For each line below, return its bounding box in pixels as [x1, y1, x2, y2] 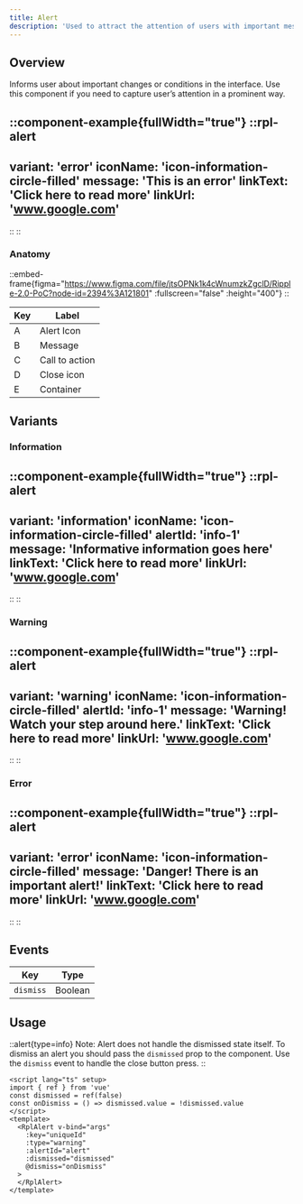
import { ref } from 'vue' [9, 1083, 111, 1092]
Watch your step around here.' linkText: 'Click [9, 717, 271, 732]
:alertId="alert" [25, 1146, 91, 1155]
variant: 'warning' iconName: [9, 689, 178, 704]
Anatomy [9, 248, 51, 261]
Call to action [39, 354, 96, 366]
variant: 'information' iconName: [9, 513, 197, 528]
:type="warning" [25, 1138, 87, 1148]
